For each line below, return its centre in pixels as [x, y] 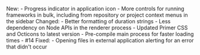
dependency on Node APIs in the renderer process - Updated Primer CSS [97, 27]
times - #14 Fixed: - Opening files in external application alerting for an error [100, 40]
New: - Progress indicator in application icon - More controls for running [95, 9]
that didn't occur [27, 47]
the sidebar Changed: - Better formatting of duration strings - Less [88, 21]
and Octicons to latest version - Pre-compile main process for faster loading [100, 34]
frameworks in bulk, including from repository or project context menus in [97, 15]
